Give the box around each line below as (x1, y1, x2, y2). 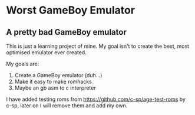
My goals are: (6, 60, 39, 67)
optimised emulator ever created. (6, 49, 87, 56)
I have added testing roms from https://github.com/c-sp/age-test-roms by (6, 96, 186, 103)
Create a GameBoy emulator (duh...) (14, 72, 103, 78)
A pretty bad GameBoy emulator (6, 27, 127, 37)
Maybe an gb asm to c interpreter (14, 84, 96, 91)
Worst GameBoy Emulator (6, 4, 135, 17)
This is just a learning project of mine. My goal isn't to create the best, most (6, 42, 190, 50)
